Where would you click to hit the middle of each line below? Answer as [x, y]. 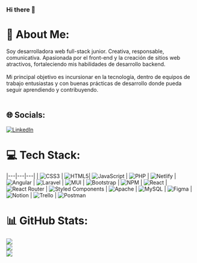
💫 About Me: [38, 35]
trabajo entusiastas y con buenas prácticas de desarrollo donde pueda [94, 83]
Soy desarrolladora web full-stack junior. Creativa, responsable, [85, 51]
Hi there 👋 [21, 10]
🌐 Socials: [26, 115]
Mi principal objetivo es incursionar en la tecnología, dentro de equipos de [98, 77]
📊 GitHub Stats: [47, 220]
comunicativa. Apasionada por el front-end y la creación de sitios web [93, 57]
